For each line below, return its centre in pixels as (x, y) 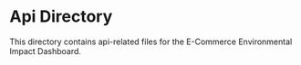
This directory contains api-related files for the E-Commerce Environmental (151, 42)
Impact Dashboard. (46, 51)
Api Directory (61, 17)
